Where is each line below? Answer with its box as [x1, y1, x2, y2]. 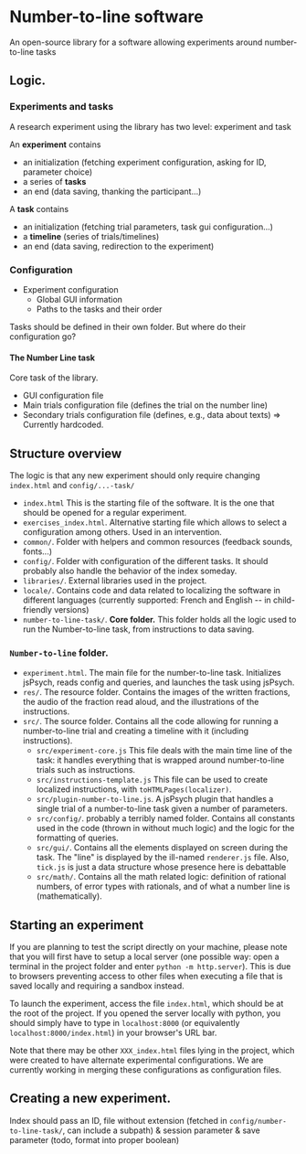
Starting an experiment [9, 917, 144, 933]
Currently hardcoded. [22, 419, 104, 431]
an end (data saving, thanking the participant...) [22, 186, 202, 197]
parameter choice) [22, 166, 93, 177]
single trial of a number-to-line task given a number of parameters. [36, 803, 288, 815]
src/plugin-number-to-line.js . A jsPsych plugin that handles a [36, 794, 274, 805]
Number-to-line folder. [9, 646, 109, 659]
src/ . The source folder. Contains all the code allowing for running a [22, 716, 279, 727]
